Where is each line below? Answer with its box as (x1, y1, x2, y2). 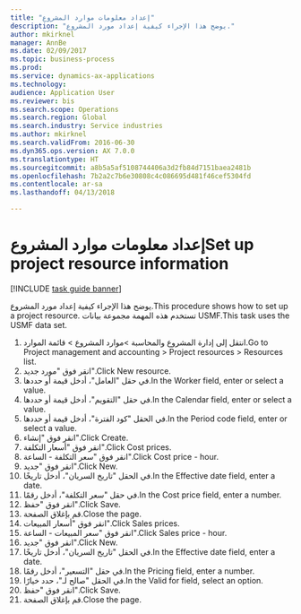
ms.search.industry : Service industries (10, 122, 164, 131)
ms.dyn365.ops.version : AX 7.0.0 (10, 146, 135, 155)
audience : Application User (10, 88, 116, 97)
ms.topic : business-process (10, 55, 116, 64)
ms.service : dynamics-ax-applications (10, 72, 155, 81)
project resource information (10, 254, 229, 274)
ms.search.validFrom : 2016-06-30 (10, 138, 135, 147)
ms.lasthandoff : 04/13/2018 (10, 188, 116, 197)
